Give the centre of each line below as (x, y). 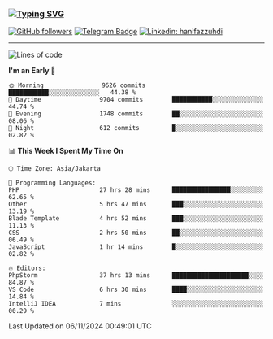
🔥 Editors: (27, 268)
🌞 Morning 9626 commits (77, 85)
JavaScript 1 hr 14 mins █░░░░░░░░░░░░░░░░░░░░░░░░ (136, 247)
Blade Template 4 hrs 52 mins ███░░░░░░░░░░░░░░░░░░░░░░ (136, 219)
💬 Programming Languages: (52, 183)
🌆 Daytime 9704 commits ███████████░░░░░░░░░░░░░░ (136, 100)
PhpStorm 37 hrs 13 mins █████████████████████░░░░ (136, 276)
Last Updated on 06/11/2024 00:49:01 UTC (80, 326)
